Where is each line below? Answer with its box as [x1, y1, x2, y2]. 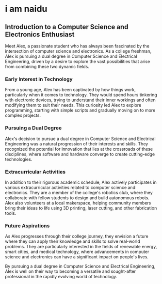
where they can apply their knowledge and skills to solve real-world [5, 238, 141, 244]
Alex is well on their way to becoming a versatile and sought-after [5, 268, 136, 274]
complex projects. [5, 112, 41, 118]
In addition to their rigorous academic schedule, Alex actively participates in [5, 179, 157, 185]
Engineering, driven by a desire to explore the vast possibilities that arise [5, 59, 150, 64]
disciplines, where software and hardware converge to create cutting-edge [5, 151, 155, 157]
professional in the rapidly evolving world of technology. [5, 274, 117, 280]
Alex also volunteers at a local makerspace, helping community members [5, 200, 151, 205]
